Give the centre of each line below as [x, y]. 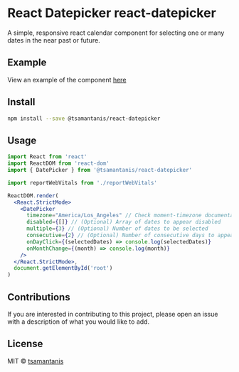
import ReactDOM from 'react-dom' [59, 164]
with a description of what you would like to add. [79, 322]
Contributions [39, 297]
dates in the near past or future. [54, 40]
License [25, 344]
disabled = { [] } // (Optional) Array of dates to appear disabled [123, 222]
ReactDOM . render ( [33, 196]
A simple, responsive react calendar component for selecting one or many [116, 33]
